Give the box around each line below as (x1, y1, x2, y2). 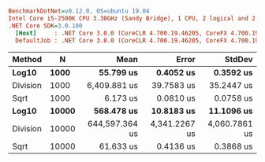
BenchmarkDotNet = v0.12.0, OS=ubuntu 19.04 (8, 7, 150, 15)
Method (12, 54, 43, 65)
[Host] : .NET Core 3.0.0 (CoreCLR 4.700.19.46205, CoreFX (15, 29, 227, 37)
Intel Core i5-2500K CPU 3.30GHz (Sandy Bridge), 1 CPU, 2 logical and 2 (8, 14, 256, 22)
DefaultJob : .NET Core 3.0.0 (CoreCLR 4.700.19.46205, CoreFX (15, 36, 227, 44)
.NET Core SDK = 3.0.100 (8, 21, 83, 30)
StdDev (224, 54, 253, 65)
